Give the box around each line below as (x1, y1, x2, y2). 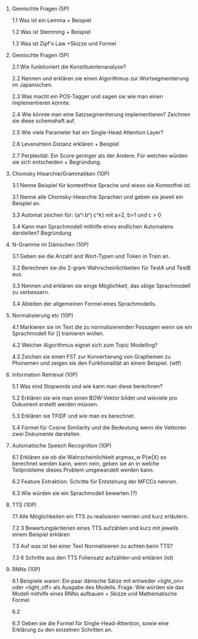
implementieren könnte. (11, 99, 71, 106)
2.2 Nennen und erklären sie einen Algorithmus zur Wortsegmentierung (11, 75, 189, 82)
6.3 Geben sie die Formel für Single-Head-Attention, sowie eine (11, 620, 169, 626)
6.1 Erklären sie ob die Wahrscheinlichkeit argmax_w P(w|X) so (11, 454, 167, 461)
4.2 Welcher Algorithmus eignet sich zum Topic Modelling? (11, 341, 158, 349)
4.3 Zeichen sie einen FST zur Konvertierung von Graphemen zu (11, 353, 171, 360)
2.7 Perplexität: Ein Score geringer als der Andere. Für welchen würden (11, 152, 188, 159)
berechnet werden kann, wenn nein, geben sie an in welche (11, 460, 160, 467)
